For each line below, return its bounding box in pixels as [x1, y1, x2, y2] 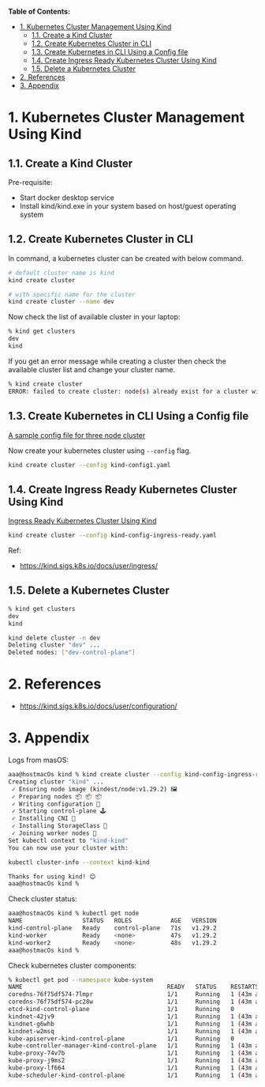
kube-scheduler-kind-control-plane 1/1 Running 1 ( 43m [8, 1071, 252, 1079]
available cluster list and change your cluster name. [8, 364, 176, 374]
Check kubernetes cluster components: [8, 961, 136, 970]
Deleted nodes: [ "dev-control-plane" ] [8, 648, 136, 657]
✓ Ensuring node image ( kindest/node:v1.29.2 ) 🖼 [11, 785, 177, 793]
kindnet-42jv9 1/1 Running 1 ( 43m [8, 1012, 252, 1021]
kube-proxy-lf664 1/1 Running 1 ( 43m [8, 1064, 252, 1072]
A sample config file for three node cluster [8, 430, 146, 440]
